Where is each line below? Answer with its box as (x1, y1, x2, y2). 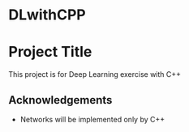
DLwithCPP (8, 6, 87, 24)
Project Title (8, 43, 92, 62)
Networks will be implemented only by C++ (19, 114, 165, 124)
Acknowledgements (8, 93, 113, 107)
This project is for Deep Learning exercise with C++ (8, 70, 181, 79)
